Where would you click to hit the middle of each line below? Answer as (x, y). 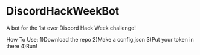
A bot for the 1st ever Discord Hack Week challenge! (71, 28)
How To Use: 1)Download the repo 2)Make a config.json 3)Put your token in (100, 39)
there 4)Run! (22, 46)
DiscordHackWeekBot (63, 11)
